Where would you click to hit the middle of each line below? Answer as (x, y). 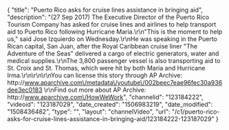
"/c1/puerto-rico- (196, 112)
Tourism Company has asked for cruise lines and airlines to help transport (112, 24)
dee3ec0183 (25, 90)
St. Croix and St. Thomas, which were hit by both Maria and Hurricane (106, 68)
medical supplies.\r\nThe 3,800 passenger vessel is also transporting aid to (114, 61)
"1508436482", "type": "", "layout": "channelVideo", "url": (89, 112)
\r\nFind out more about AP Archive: (95, 90)
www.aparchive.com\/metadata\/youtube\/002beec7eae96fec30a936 (123, 82)
